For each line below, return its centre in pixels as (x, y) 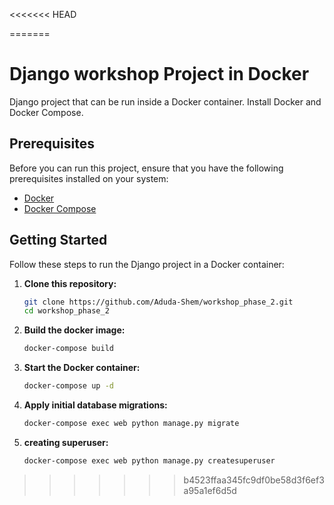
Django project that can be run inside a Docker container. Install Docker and (165, 101)
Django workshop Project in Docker (159, 74)
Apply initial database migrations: (95, 405)
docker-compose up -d (68, 386)
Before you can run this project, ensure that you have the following (146, 168)
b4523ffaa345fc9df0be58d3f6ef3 (254, 480)
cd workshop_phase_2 (66, 311)
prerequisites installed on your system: (89, 178)
